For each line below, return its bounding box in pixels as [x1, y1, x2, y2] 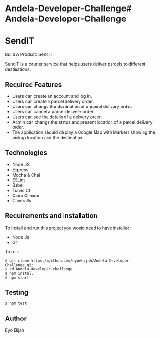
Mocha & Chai [12, 172, 40, 178]
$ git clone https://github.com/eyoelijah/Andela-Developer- [5, 258, 131, 263]
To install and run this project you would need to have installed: [5, 225, 131, 231]
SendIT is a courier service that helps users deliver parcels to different [5, 61, 146, 67]
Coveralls [12, 197, 32, 203]
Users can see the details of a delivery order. [12, 114, 102, 120]
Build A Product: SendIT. [5, 52, 54, 57]
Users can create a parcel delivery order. [12, 98, 94, 104]
